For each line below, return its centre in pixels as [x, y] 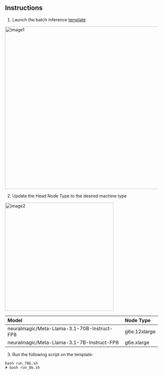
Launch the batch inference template [49, 19]
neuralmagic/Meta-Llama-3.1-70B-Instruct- [60, 328]
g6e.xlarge [137, 342]
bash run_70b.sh [21, 363]
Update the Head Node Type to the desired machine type [69, 196]
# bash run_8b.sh [23, 367]
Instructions [24, 8]
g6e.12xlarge [140, 331]
